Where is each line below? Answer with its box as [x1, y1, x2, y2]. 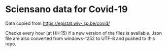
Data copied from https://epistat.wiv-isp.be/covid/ [5, 20, 110, 26]
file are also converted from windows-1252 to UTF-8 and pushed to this [5, 35, 155, 41]
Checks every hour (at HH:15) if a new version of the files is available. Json [5, 30, 162, 36]
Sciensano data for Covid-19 [5, 4, 128, 15]
